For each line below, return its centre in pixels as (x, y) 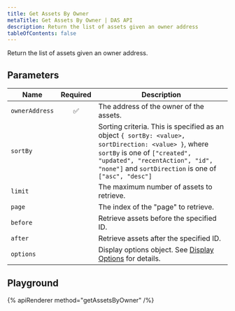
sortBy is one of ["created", (145, 153)
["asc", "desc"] (125, 176)
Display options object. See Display (156, 250)
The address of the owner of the (151, 107)
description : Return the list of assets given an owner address (103, 27)
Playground (33, 283)
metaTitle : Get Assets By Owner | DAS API (70, 20)
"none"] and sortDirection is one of (157, 168)
